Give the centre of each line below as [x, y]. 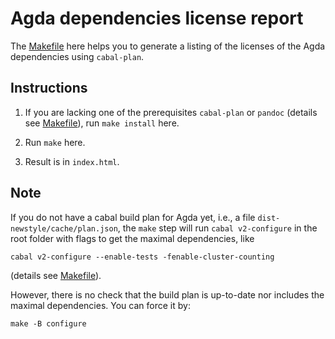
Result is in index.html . [72, 161]
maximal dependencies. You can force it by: [100, 305]
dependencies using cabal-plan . [77, 56]
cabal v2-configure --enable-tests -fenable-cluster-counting [142, 257]
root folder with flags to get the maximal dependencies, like [132, 238]
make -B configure [48, 323]
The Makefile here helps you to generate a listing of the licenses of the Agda [168, 46]
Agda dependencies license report [157, 18]
